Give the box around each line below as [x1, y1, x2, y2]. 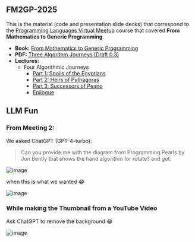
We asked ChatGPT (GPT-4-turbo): [6, 137, 92, 144]
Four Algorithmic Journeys [23, 63, 89, 71]
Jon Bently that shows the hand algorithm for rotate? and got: [20, 155, 171, 162]
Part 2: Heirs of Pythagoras [32, 76, 100, 83]
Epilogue [32, 88, 55, 95]
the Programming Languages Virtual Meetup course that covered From [6, 27, 180, 34]
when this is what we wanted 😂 [6, 178, 85, 185]
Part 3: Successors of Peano [32, 82, 103, 90]
